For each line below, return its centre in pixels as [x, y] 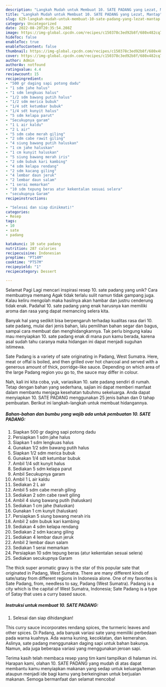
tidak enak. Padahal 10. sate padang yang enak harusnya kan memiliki [76, 305]
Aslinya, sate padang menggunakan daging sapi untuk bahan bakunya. [77, 643]
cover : [12, 56]
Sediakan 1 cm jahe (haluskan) [44, 505]
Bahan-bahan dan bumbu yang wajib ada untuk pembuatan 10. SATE [78, 414]
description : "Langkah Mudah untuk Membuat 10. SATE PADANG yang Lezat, [82, 10]
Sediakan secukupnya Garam [43, 558]
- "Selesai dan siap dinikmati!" [40, 207]
